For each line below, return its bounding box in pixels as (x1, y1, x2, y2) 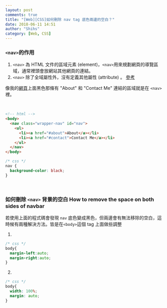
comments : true (5, 12, 38, 17)
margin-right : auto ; (10, 255, 51, 261)
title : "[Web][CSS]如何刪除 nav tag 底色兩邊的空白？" (5, 17, 115, 22)
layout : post (5, 7, 33, 13)
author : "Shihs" (5, 27, 40, 32)
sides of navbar (5, 202, 45, 210)
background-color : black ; (10, 168, 65, 173)
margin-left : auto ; (10, 250, 49, 255)
